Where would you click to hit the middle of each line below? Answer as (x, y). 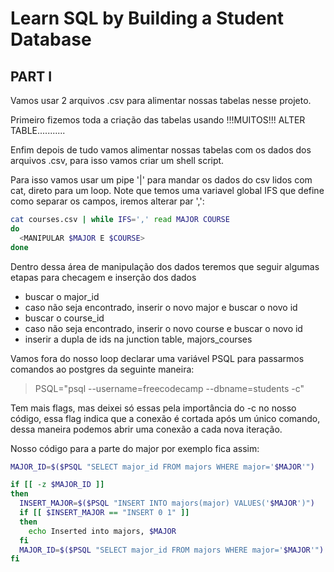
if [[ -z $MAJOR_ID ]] (57, 485)
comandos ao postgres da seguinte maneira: (102, 369)
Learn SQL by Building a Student (147, 18)
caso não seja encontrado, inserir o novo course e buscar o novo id (163, 328)
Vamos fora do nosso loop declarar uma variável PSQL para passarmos (157, 358)
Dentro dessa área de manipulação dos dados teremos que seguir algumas (165, 266)
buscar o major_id (62, 296)
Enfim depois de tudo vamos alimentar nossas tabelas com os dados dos (161, 150)
